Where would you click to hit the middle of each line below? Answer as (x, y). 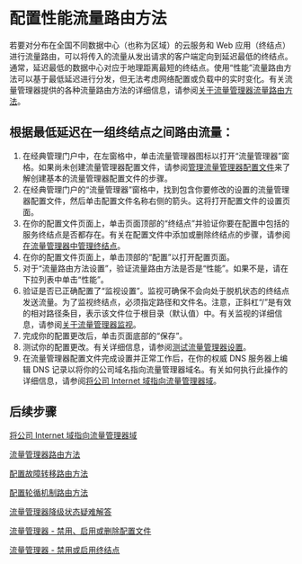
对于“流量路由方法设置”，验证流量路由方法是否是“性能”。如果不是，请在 (155, 268)
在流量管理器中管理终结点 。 (74, 246)
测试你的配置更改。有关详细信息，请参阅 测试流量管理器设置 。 (137, 346)
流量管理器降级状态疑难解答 (61, 511)
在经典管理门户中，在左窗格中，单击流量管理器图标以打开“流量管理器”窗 (156, 156)
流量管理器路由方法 (45, 454)
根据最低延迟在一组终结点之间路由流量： (121, 133)
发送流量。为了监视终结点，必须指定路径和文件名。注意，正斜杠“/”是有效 (157, 301)
